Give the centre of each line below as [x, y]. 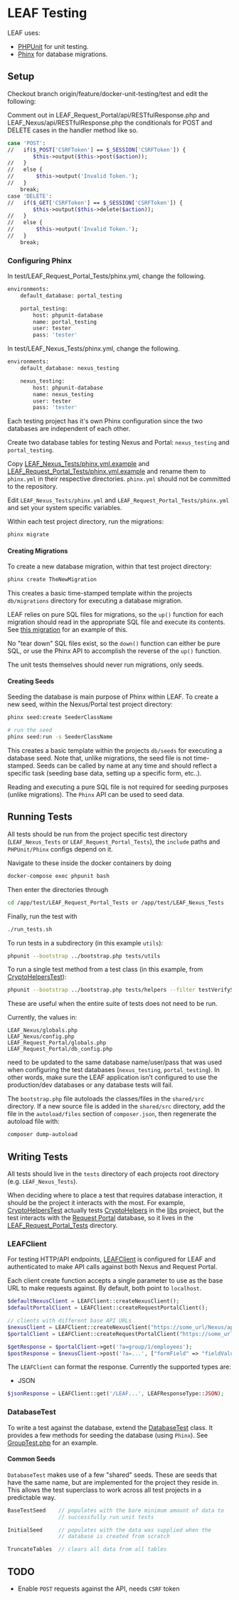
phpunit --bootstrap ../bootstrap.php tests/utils [84, 956]
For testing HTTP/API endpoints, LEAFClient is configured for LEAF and [111, 1259]
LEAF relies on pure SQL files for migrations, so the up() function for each [116, 615]
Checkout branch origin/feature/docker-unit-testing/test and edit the [108, 93]
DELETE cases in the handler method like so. [73, 130]
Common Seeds [31, 1459]
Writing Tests [38, 1156]
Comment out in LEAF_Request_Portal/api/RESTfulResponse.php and [108, 115]
